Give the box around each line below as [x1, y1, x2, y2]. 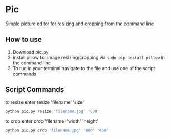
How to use [5, 35, 42, 44]
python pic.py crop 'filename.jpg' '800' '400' [5, 128, 109, 133]
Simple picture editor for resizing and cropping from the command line [5, 20, 154, 27]
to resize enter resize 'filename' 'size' [5, 99, 84, 105]
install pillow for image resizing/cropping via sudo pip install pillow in [12, 54, 165, 60]
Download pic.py [12, 49, 49, 55]
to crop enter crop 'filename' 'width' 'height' [5, 118, 99, 124]
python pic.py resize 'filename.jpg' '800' [5, 109, 100, 114]
